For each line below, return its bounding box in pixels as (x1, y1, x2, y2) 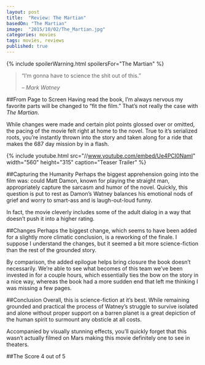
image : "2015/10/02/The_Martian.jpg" (6, 26, 106, 33)
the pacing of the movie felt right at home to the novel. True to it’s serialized (6, 127, 198, 134)
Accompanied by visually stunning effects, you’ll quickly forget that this (6, 328, 187, 335)
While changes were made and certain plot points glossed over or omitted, (6, 120, 195, 128)
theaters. (6, 340, 29, 348)
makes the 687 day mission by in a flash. (6, 140, 109, 147)
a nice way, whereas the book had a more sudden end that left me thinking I (6, 277, 198, 285)
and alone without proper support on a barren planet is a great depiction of (6, 309, 196, 317)
